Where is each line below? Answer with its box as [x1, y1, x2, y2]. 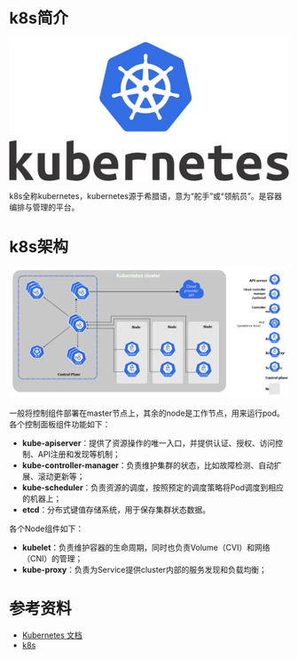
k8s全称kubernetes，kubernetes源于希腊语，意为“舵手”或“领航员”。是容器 [9, 191, 282, 202]
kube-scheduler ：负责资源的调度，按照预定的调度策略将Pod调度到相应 [21, 481, 284, 493]
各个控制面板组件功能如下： [9, 418, 111, 429]
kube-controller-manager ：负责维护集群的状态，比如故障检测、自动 [21, 459, 275, 471]
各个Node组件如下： [9, 523, 84, 534]
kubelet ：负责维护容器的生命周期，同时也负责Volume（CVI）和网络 [21, 542, 271, 552]
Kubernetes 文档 [21, 630, 82, 640]
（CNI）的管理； [21, 552, 83, 564]
